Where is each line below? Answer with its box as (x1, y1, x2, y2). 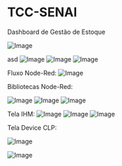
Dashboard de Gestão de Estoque (7, 28, 106, 36)
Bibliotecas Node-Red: (7, 82, 73, 90)
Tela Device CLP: (7, 123, 57, 131)
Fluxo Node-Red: (7, 69, 57, 77)
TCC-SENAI (7, 4, 78, 20)
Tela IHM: (7, 109, 35, 118)
